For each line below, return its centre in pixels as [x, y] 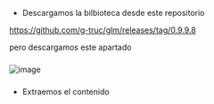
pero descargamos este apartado [70, 47]
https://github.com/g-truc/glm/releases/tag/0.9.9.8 [103, 30]
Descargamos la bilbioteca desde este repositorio [113, 13]
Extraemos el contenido [66, 92]
